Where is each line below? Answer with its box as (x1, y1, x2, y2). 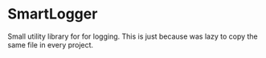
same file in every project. (7, 39, 94, 49)
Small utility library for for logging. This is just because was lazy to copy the (7, 31, 258, 41)
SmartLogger (7, 5, 98, 23)
